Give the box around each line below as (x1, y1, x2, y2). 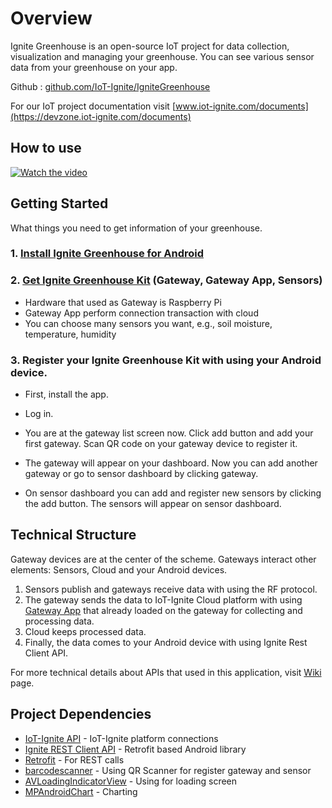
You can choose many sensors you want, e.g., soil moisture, (24, 317, 273, 329)
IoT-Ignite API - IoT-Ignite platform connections (24, 732, 219, 744)
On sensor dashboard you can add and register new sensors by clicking (24, 487, 322, 499)
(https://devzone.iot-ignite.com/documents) (10, 110, 192, 122)
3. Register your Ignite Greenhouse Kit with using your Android (10, 353, 322, 367)
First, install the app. (24, 388, 109, 401)
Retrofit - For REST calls (24, 753, 125, 766)
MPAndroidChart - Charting (24, 785, 138, 797)
